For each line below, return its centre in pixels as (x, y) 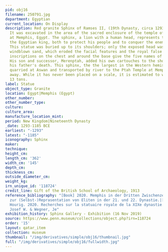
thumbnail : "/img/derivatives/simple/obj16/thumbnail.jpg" (68, 237)
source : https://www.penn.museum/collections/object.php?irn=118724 (78, 219)
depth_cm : (15, 168)
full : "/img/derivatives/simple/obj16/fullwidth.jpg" (62, 242)
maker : (12, 144)
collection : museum (25, 233)
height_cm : (16, 154)
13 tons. (19, 79)
